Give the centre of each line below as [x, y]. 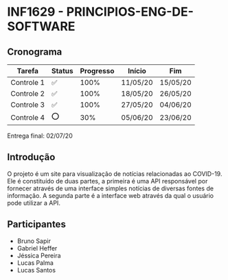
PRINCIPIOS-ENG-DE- [130, 12]
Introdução [31, 157]
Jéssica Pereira [39, 255]
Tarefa [28, 71]
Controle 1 [28, 82]
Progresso [97, 71]
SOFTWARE [41, 26]
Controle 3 [28, 105]
